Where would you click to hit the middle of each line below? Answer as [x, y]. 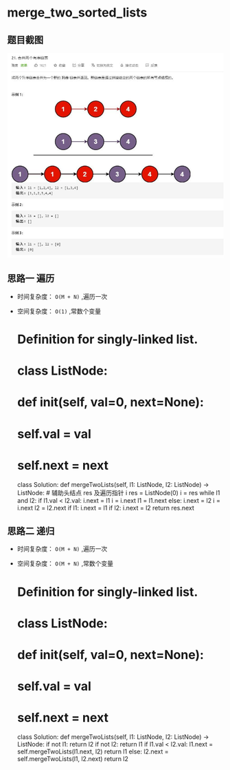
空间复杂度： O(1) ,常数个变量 [59, 311]
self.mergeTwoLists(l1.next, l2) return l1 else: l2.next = [93, 751]
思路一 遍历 [31, 279]
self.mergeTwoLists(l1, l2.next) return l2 [73, 759]
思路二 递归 [31, 531]
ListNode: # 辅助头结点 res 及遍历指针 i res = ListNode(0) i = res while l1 [118, 492]
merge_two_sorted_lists [77, 13]
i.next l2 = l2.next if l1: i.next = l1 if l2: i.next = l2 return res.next [105, 508]
